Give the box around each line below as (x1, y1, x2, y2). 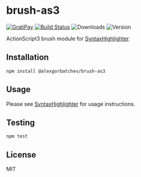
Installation (6, 52, 49, 63)
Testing (6, 117, 35, 127)
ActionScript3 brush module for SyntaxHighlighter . (6, 35, 130, 42)
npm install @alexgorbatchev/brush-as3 (6, 68, 106, 74)
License (6, 149, 36, 160)
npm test (6, 133, 28, 139)
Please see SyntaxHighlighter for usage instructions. (6, 100, 136, 108)
